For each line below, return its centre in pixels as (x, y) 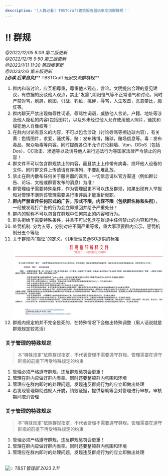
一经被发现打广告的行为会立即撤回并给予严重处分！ (65, 207)
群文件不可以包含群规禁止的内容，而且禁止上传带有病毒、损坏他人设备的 (87, 164)
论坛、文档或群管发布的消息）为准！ (59, 182)
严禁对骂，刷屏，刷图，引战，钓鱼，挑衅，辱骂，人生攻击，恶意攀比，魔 (87, 101)
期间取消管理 (26, 397)
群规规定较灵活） (30, 329)
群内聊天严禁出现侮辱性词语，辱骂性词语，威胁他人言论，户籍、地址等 (85, 113)
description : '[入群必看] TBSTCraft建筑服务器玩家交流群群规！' (67, 11)
